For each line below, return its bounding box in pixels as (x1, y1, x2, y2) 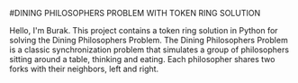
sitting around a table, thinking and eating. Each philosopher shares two (9, 54, 275, 64)
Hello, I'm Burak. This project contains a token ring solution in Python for (9, 25, 278, 35)
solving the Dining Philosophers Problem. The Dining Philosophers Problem (9, 35, 288, 45)
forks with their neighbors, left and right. (9, 63, 159, 74)
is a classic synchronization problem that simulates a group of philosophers (9, 44, 290, 55)
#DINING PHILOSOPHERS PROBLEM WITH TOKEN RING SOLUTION (9, 8, 261, 18)
